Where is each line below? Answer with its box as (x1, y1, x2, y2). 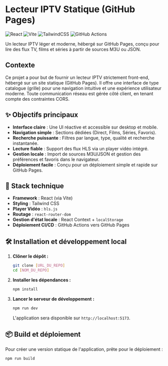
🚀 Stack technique (5, 181, 64, 190)
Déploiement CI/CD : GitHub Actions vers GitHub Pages (12, 222, 130, 228)
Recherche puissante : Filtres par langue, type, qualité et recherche (12, 135, 155, 141)
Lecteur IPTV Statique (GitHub (5, 4, 136, 15)
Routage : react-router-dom (12, 211, 71, 217)
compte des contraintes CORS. (5, 96, 70, 102)
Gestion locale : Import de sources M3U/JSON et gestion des (12, 151, 141, 157)
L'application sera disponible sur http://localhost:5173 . (12, 315, 131, 321)
